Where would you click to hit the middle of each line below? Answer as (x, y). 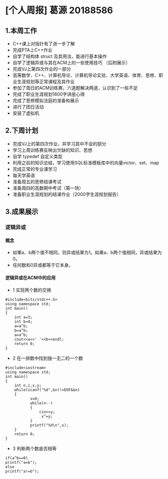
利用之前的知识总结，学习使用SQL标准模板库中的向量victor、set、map (86, 163)
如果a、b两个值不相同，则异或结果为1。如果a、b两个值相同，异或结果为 (87, 253)
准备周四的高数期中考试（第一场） (48, 188)
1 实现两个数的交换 (32, 290)
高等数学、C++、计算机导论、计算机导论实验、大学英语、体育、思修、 (86, 75)
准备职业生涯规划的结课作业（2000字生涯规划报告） (67, 194)
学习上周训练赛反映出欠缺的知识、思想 (52, 150)
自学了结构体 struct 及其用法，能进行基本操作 (60, 56)
